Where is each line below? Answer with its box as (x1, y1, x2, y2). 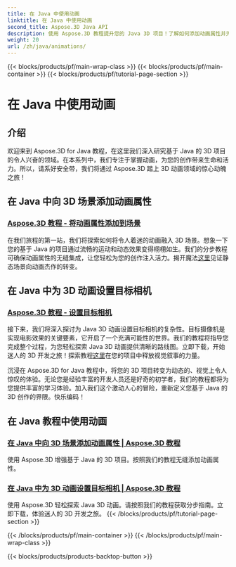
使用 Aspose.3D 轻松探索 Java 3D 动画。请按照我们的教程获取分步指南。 (7, 501, 218, 509)
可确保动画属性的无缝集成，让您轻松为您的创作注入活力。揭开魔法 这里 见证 (7, 253, 223, 262)
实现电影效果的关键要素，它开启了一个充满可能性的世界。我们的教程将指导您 (7, 333, 229, 342)
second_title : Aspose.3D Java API (7, 23, 109, 30)
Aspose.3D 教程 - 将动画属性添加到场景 (7, 219, 141, 229)
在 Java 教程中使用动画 (7, 415, 107, 427)
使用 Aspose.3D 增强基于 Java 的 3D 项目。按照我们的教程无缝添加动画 (7, 455, 213, 464)
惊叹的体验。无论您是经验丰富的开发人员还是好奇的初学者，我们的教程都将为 (7, 375, 229, 383)
